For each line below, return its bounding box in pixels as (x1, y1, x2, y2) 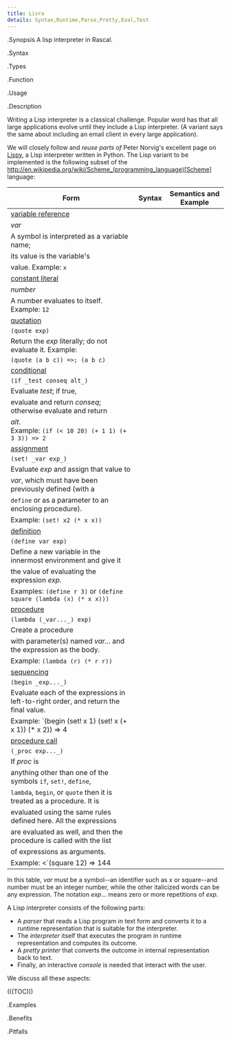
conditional (10, 365, 47, 375)
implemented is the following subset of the (7, 157, 128, 166)
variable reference (10, 209, 70, 219)
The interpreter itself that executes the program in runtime (16, 931, 182, 939)
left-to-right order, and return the (10, 696, 120, 705)
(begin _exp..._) (10, 678, 67, 686)
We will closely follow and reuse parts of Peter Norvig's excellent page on (7, 143, 217, 151)
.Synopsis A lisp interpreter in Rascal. (7, 35, 113, 43)
